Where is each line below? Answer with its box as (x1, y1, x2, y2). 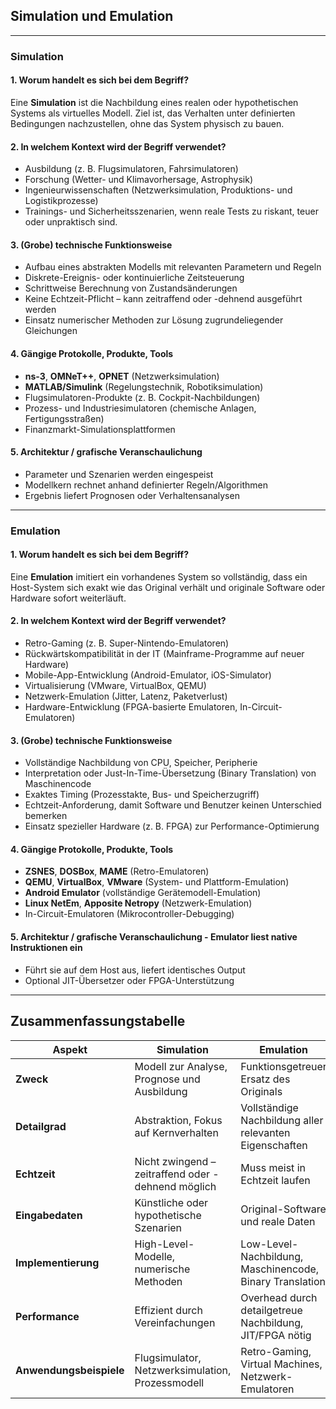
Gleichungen (24, 325, 78, 337)
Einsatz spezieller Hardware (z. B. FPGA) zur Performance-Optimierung (24, 820, 320, 833)
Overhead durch (240, 1290, 318, 1304)
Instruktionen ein (10, 942, 83, 954)
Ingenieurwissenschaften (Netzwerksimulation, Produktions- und (24, 184, 293, 196)
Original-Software (240, 1202, 327, 1216)
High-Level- (134, 1237, 195, 1251)
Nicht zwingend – (134, 1154, 217, 1168)
